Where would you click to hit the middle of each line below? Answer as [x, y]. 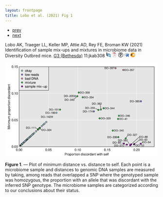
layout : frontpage [24, 10]
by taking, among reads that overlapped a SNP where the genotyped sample [82, 175]
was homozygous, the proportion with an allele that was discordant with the [81, 180]
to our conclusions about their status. [43, 191]
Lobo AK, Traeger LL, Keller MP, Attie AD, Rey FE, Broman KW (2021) [74, 44]
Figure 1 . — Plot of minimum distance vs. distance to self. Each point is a [78, 165]
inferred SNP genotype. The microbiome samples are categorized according [81, 185]
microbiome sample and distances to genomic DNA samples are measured [80, 170]
